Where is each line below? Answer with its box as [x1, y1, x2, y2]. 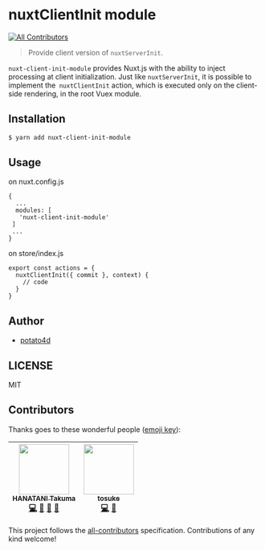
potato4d [19, 336, 51, 345]
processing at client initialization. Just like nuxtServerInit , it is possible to [8, 71, 252, 81]
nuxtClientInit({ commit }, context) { [15, 271, 149, 279]
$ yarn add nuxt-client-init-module [8, 133, 131, 141]
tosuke [97, 494, 120, 503]
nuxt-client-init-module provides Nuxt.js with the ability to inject [8, 63, 226, 73]
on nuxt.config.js [8, 177, 64, 186]
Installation [8, 112, 66, 126]
